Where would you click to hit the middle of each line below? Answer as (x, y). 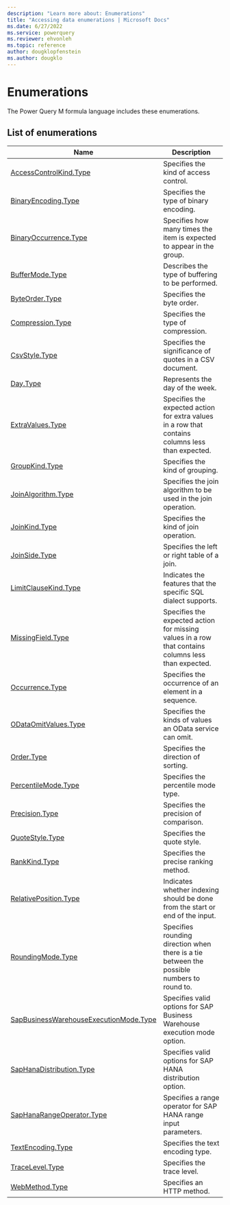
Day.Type (26, 383)
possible (177, 969)
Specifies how (186, 220)
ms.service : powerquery (41, 33)
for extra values (188, 416)
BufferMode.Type (39, 274)
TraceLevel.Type (37, 1167)
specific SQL (184, 592)
